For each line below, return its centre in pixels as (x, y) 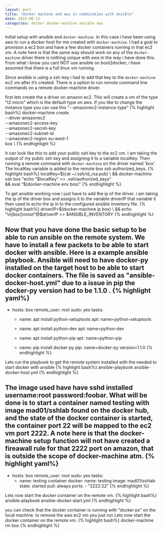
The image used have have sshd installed (69, 388)
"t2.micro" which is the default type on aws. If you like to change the (74, 102)
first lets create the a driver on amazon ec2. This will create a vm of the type (81, 97)
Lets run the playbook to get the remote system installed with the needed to (81, 362)
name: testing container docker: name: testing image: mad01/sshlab (87, 480)
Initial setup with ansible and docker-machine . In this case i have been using (80, 37)
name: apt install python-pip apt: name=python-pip (71, 338)
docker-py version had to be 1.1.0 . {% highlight (78, 290)
